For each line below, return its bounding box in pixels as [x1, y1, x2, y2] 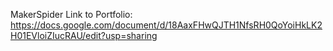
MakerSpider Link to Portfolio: [10, 9, 133, 20]
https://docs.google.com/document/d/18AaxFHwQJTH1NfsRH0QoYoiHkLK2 [10, 19, 323, 31]
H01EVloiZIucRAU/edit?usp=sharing [10, 30, 158, 41]
